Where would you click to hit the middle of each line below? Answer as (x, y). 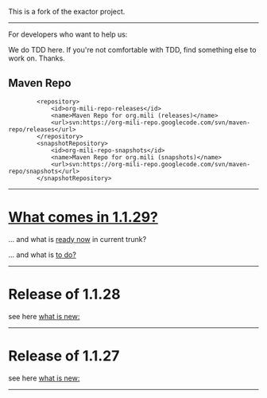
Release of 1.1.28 (64, 294)
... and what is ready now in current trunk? (77, 239)
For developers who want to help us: (68, 34)
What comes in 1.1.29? (83, 217)
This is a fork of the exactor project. (67, 12)
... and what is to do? (43, 255)
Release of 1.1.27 (64, 355)
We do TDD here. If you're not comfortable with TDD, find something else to (132, 50)
